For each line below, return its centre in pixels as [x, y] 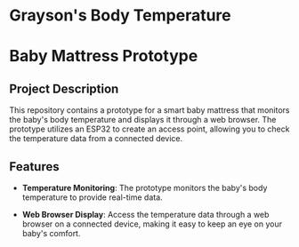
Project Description [64, 88]
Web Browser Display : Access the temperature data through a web [145, 215]
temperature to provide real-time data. [92, 197]
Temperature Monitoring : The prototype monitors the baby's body [145, 188]
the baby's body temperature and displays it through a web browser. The [143, 120]
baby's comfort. [51, 233]
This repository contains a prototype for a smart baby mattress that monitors [149, 110]
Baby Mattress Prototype [104, 56]
